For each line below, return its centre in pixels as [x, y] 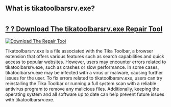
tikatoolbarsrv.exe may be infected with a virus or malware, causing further [84, 73]
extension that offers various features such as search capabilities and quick [85, 56]
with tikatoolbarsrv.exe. [30, 100]
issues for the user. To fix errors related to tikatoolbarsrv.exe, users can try [84, 78]
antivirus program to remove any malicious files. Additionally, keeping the [82, 89]
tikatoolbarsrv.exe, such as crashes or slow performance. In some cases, [82, 67]
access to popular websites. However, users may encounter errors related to [86, 62]
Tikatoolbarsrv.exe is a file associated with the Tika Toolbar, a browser [79, 51]
